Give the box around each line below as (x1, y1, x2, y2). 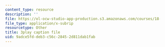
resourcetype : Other (5, 25, 48, 30)
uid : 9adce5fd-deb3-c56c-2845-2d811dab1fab (5, 35, 96, 40)
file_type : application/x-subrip (5, 21, 74, 26)
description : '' (5, 12, 38, 17)
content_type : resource (5, 7, 54, 12)
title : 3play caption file (5, 30, 60, 35)
